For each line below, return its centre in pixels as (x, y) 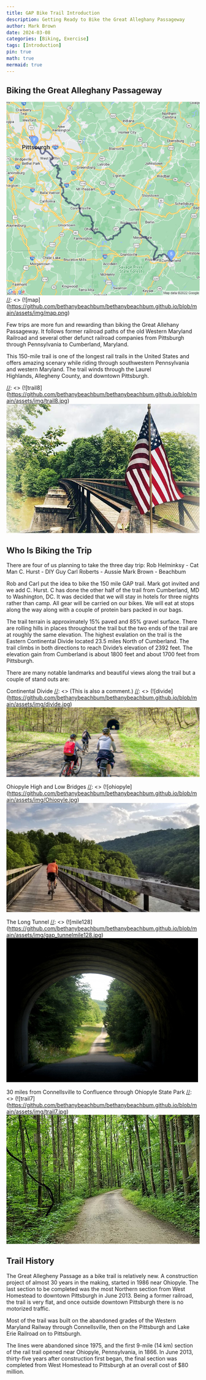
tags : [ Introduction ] (34, 45)
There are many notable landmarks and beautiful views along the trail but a (101, 673)
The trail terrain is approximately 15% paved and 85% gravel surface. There (102, 622)
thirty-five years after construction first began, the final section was (92, 1358)
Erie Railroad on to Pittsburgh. (44, 1333)
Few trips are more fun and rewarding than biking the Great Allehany (93, 325)
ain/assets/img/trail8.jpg (37, 401)
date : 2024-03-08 (29, 33)
